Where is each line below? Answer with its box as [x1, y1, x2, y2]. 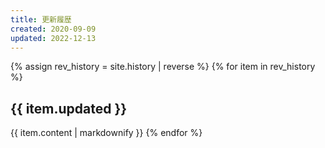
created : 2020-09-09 [10, 24, 97, 34]
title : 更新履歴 [10, 14, 72, 25]
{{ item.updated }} [10, 100, 128, 117]
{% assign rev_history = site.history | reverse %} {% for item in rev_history [10, 61, 316, 73]
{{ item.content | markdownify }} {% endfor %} [10, 127, 203, 139]
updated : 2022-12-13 [10, 33, 97, 43]
